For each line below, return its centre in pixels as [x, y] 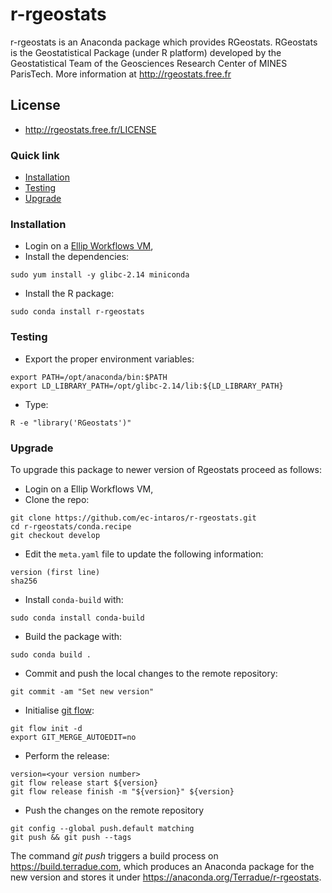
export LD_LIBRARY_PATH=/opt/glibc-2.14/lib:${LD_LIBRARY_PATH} [147, 386]
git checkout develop [55, 535]
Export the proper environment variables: [109, 359]
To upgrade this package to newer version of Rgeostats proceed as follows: [166, 469]
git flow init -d [46, 728]
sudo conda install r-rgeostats [77, 312]
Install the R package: [69, 294]
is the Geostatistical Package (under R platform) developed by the [146, 52]
